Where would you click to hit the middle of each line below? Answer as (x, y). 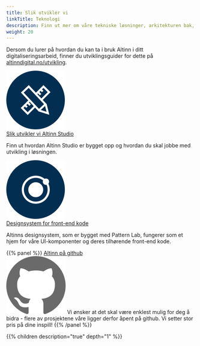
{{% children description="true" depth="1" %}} (64, 336)
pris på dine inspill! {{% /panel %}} (49, 325)
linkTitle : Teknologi (33, 19)
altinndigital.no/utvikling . (37, 63)
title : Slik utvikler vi (37, 13)
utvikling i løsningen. (32, 152)
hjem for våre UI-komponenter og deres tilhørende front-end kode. (89, 241)
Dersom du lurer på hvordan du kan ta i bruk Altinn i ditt (75, 50)
